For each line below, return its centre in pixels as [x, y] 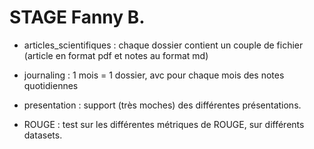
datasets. [43, 135]
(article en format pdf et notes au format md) [116, 55]
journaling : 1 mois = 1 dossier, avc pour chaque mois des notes [154, 75]
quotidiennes [51, 85]
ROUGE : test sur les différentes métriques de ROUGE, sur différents [164, 124]
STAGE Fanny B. [77, 17]
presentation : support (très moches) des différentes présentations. [162, 105]
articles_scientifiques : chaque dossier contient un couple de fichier [163, 45]
